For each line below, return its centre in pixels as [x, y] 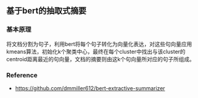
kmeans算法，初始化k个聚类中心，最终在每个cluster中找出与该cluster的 [96, 51]
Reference [22, 75]
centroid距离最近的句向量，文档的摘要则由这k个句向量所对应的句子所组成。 [101, 59]
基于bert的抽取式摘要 [46, 11]
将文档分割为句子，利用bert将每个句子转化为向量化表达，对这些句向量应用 [99, 44]
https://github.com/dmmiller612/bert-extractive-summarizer [90, 88]
